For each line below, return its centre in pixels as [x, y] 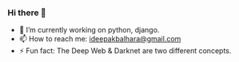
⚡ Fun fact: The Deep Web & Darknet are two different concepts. [125, 51]
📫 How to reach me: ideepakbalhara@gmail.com [100, 39]
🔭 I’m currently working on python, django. [89, 30]
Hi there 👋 [27, 13]
